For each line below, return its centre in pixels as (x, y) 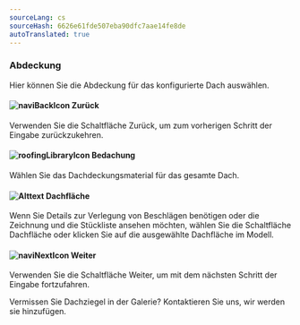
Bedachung (113, 155)
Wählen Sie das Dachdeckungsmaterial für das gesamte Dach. (124, 175)
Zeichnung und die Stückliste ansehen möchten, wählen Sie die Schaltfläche (150, 226)
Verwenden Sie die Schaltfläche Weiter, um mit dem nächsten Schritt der (143, 275)
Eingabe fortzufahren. (50, 285)
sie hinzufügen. (38, 312)
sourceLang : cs (38, 17)
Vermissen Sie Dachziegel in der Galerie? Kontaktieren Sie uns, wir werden (147, 302)
